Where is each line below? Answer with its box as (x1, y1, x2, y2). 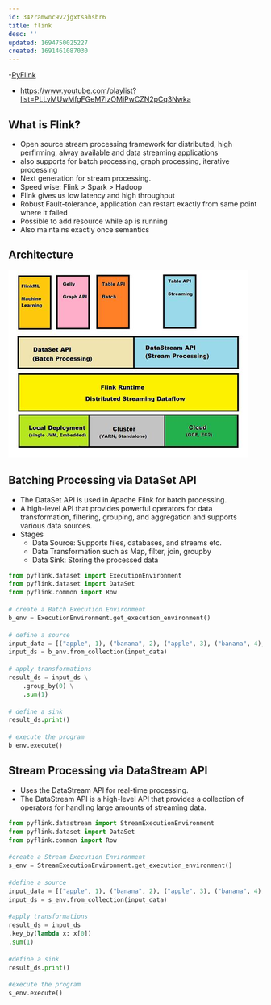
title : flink (8, 21, 52, 30)
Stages (19, 529, 44, 539)
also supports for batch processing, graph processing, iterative (19, 156, 230, 165)
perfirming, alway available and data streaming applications (19, 148, 219, 157)
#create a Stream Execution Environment (8, 853, 147, 861)
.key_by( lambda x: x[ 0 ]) (8, 930, 92, 938)
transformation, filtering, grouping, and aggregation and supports (19, 512, 238, 522)
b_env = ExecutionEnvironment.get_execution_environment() (8, 614, 211, 622)
